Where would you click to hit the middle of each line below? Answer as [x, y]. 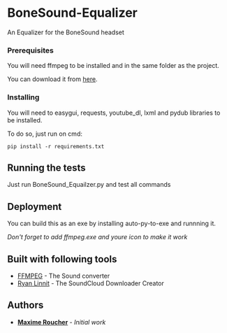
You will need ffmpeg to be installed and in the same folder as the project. [113, 66]
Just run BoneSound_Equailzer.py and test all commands [89, 185]
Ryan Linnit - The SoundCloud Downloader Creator [90, 283]
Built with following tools [62, 259]
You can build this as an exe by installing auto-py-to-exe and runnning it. [112, 224]
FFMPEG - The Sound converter [64, 276]
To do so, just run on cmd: [45, 134]
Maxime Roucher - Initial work [61, 322]
